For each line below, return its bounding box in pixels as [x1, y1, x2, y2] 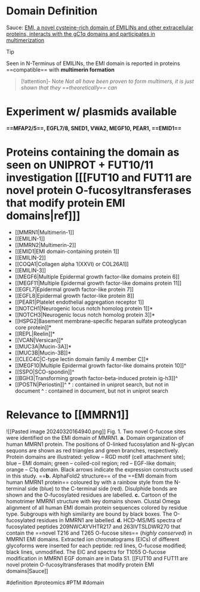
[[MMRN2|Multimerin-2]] [14, 241, 76, 248]
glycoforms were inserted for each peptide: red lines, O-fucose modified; [6, 542, 187, 549]
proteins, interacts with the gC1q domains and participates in [6, 30, 155, 37]
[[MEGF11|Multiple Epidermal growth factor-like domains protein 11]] [14, 279, 182, 286]
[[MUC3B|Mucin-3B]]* [14, 349, 72, 356]
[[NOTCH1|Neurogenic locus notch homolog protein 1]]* [14, 304, 153, 312]
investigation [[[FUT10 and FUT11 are [6, 171, 192, 184]
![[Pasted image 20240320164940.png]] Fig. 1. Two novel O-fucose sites [6, 428, 186, 435]
